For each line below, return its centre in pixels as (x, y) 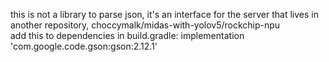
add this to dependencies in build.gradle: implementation (127, 35)
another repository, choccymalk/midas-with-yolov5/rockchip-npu (145, 25)
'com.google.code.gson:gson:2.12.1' (84, 46)
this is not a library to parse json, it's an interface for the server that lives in (164, 14)
